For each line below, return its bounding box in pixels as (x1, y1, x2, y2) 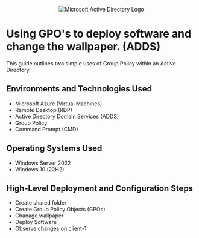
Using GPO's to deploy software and (6, 27, 192, 41)
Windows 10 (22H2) (14, 165, 65, 173)
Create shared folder (14, 199, 67, 207)
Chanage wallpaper (14, 212, 64, 219)
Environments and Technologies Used (6, 84, 153, 94)
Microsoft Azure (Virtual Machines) (14, 100, 103, 107)
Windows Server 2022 (14, 159, 71, 167)
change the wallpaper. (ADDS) (6, 40, 161, 54)
